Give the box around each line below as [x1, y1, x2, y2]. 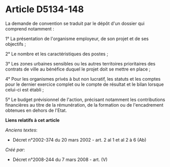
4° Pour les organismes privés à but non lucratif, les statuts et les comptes [5, 76, 161, 82]
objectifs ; [5, 41, 26, 47]
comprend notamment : [5, 25, 54, 31]
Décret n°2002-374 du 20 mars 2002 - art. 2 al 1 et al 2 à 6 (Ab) [12, 137, 147, 143]
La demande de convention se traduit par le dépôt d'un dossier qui [5, 20, 145, 26]
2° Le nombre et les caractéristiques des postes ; [5, 51, 108, 57]
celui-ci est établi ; [5, 86, 44, 92]
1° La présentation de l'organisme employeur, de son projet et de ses [5, 36, 149, 42]
